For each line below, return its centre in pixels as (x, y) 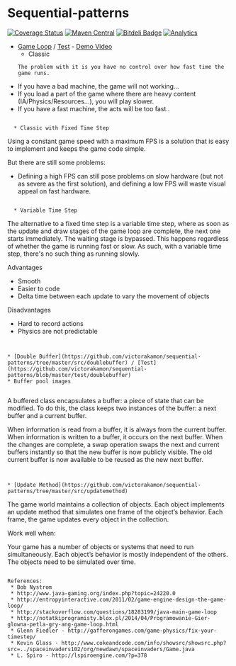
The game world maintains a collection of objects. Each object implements (116, 504)
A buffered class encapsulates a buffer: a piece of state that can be (106, 400)
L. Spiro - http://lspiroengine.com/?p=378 (82, 655)
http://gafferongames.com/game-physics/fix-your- (142, 631)
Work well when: (32, 533)
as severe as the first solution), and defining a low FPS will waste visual (122, 184)
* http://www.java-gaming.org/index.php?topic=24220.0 (93, 593)
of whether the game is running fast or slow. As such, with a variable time (114, 246)
